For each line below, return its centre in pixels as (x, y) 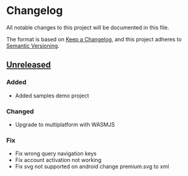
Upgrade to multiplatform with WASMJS (65, 124)
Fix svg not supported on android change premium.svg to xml (92, 167)
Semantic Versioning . (33, 46)
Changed (20, 111)
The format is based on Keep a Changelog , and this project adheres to (94, 39)
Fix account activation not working (58, 160)
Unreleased (29, 65)
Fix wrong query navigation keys (56, 153)
